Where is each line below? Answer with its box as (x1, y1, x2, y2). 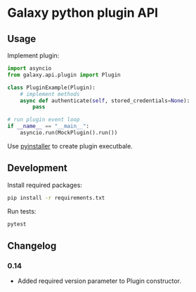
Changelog (7, 239, 57, 251)
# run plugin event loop (7, 116, 80, 123)
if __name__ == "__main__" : (7, 123, 90, 130)
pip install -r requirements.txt (7, 194, 105, 201)
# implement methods (20, 90, 80, 97)
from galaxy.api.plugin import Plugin (7, 71, 121, 78)
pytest (7, 221, 27, 228)
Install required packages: (7, 181, 83, 189)
